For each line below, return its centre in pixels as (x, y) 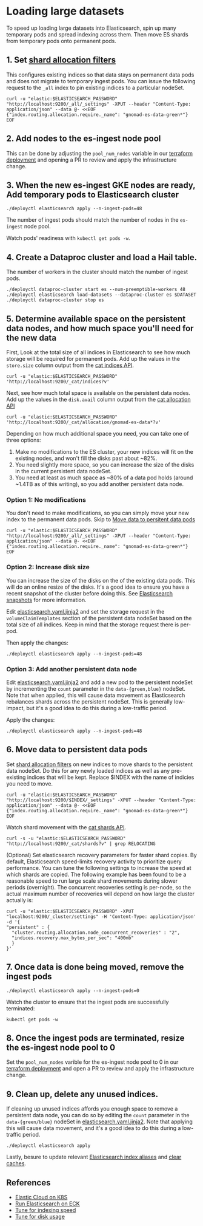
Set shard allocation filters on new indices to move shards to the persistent (99, 764)
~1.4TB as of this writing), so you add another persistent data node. (99, 484)
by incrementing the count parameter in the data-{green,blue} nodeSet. (96, 688)
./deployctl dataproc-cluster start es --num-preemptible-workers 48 (96, 290)
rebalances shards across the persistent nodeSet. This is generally (89, 701)
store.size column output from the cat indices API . (70, 365)
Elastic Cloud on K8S (41, 1197)
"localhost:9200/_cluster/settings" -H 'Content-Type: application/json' (101, 916)
